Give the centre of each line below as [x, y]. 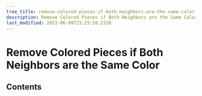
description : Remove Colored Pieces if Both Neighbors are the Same [94, 17]
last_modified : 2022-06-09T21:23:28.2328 [59, 23]
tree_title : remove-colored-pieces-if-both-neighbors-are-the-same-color [101, 12]
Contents [24, 87]
